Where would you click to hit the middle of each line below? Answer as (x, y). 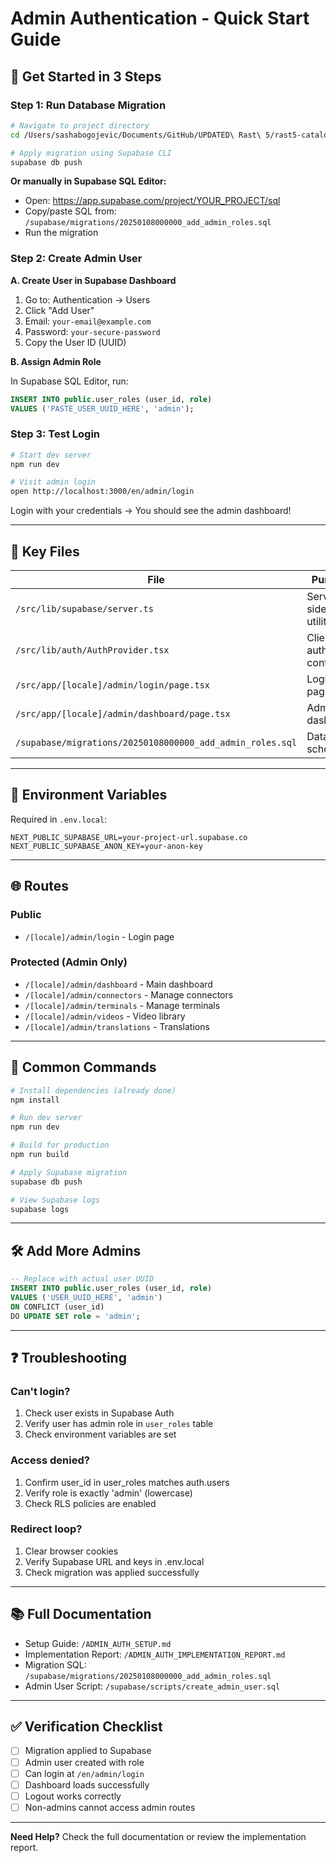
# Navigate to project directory (80, 125)
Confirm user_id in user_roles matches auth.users (127, 1482)
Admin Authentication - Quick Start (160, 18)
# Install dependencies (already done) (93, 1090)
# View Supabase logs (55, 1200)
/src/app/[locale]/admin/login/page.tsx (112, 685)
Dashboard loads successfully (87, 1784)
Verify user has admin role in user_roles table (119, 1424)
